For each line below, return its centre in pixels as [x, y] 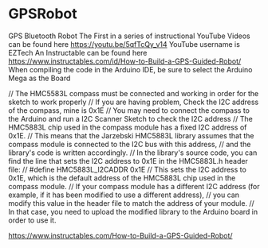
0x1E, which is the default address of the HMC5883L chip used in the [122, 178]
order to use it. [32, 220]
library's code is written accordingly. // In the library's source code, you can [133, 153]
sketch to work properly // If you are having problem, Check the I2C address [134, 102]
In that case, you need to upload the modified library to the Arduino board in [133, 211]
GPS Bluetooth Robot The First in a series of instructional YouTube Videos [129, 36]
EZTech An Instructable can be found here [78, 52]
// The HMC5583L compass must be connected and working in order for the [134, 93]
